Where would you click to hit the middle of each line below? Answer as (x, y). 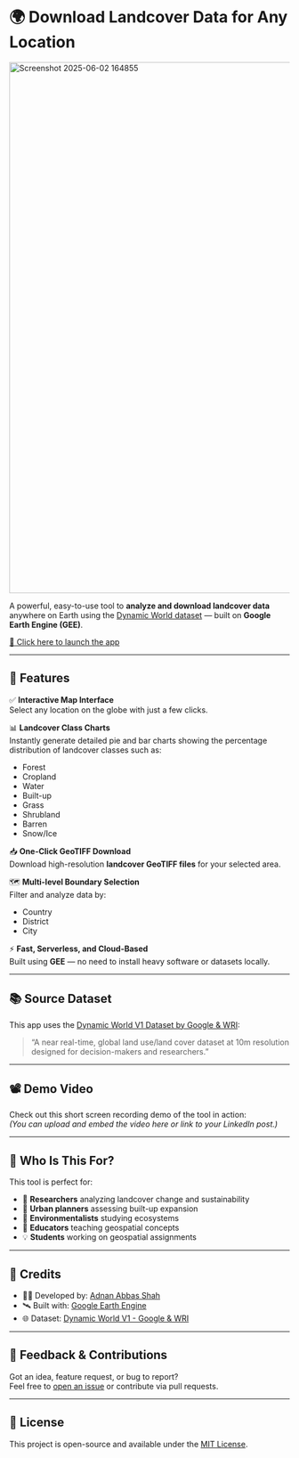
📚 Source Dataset (61, 999)
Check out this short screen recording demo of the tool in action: (128, 1115)
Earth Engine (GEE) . (46, 624)
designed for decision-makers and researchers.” (120, 1051)
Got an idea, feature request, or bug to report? (94, 1376)
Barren (34, 824)
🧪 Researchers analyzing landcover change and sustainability (136, 1200)
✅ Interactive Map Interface (61, 699)
